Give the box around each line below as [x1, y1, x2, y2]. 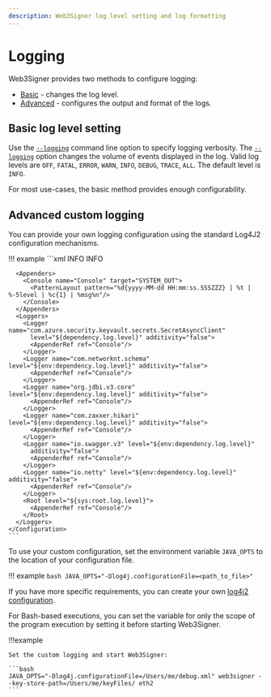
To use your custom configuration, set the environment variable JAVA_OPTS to [8, 547, 264, 557]
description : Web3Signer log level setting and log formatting [8, 11, 227, 20]
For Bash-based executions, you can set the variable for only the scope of [8, 611, 256, 621]
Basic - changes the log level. [19, 89, 120, 99]
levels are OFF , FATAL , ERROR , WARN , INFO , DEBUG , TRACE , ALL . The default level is [8, 160, 261, 170]
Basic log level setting [8, 121, 121, 135]
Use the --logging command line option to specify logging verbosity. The [8, 143, 253, 153]
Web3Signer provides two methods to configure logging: [8, 74, 198, 84]
